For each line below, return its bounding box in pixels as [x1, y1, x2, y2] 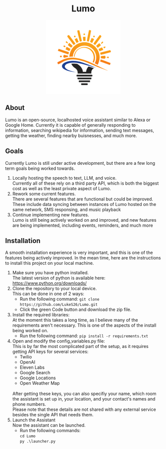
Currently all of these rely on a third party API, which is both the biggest [12, 180, 159, 186]
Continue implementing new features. [12, 211, 89, 218]
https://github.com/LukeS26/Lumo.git [19, 302, 98, 307]
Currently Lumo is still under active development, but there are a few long [5, 160, 155, 166]
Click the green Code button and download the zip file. [19, 306, 132, 312]
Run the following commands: [19, 428, 81, 434]
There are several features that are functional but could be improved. [12, 196, 154, 202]
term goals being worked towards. [5, 165, 75, 171]
